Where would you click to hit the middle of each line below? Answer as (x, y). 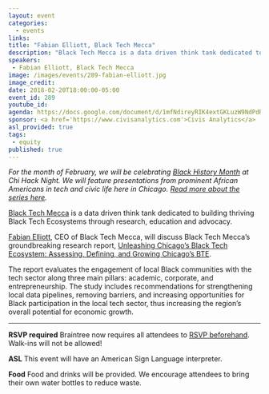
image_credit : (32, 82)
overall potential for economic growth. (71, 312)
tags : (17, 134)
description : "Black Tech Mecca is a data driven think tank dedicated (130, 53)
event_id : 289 (32, 98)
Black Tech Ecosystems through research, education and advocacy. (120, 221)
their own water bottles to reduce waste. (75, 383)
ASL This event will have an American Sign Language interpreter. (115, 359)
